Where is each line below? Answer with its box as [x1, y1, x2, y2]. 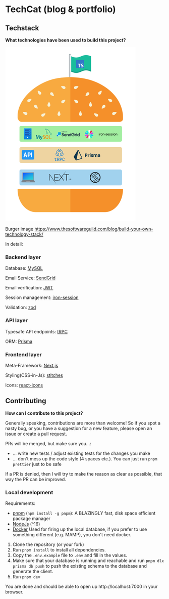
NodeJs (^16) [12, 521, 40, 527]
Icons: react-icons [5, 382, 43, 388]
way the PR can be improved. [5, 476, 67, 482]
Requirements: [5, 500, 35, 506]
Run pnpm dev [12, 574, 40, 580]
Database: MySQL [5, 265, 43, 271]
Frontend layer [5, 351, 42, 358]
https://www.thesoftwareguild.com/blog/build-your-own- [34, 226, 153, 232]
